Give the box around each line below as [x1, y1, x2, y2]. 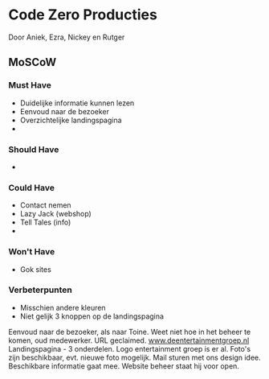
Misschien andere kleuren [19, 303, 106, 312]
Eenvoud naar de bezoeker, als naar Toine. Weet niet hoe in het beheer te [8, 327, 251, 336]
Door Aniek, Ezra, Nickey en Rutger [8, 32, 125, 42]
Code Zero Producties [8, 6, 158, 24]
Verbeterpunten [8, 284, 72, 295]
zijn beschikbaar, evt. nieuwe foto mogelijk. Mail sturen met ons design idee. [8, 352, 261, 362]
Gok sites [19, 264, 52, 274]
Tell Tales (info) [19, 217, 71, 227]
